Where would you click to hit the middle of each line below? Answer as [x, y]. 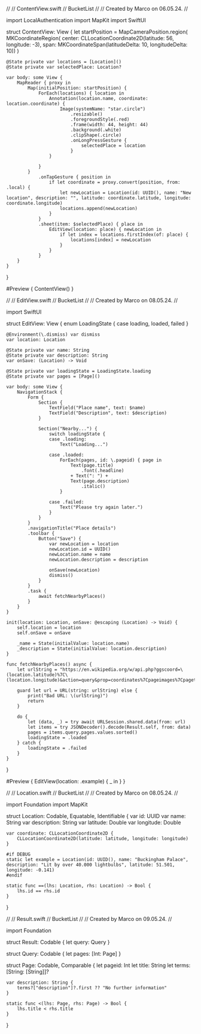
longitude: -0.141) [31, 870]
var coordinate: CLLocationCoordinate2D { [60, 834]
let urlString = [37, 670]
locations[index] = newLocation [111, 240]
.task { [37, 591]
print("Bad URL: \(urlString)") [68, 696]
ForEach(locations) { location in [81, 93]
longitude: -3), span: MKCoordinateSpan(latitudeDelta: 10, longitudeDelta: [97, 45]
